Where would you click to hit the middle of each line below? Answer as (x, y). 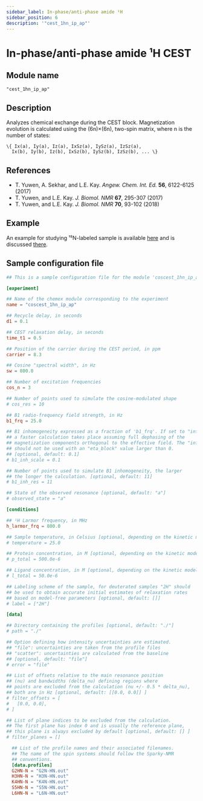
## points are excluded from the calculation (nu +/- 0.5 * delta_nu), (98, 687)
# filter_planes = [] (34, 737)
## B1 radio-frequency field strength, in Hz (64, 415)
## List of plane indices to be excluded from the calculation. (89, 720)
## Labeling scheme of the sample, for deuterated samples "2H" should (98, 587)
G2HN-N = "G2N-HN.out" (40, 771)
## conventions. (32, 759)
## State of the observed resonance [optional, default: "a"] (86, 493)
